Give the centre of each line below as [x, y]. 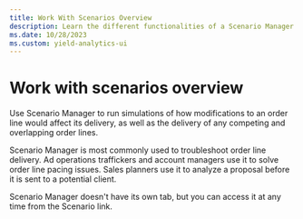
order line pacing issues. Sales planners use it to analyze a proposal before [150, 170]
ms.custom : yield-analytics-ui [68, 43]
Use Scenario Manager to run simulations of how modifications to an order [149, 114]
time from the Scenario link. [61, 206]
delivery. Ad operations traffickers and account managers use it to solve [144, 160]
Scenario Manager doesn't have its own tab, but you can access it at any [145, 197]
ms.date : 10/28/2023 [49, 35]
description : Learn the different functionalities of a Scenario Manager [152, 26]
